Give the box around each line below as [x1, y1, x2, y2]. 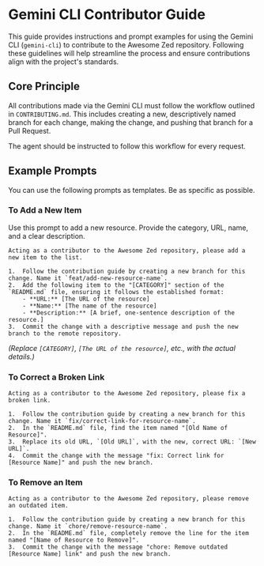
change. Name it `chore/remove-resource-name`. [8, 523, 168, 530]
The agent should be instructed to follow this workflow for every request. [8, 141, 247, 151]
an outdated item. [8, 502, 69, 510]
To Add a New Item [8, 205, 82, 216]
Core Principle [8, 80, 81, 93]
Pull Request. [8, 126, 51, 135]
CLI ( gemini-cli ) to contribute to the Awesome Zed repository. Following [8, 40, 244, 49]
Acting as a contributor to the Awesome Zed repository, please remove [8, 495, 249, 503]
